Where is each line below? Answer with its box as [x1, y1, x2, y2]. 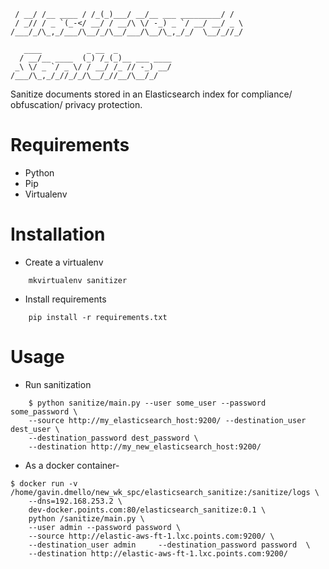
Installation [10, 223, 106, 246]
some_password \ [10, 406, 78, 417]
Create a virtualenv [24, 256, 104, 268]
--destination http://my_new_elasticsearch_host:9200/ [28, 441, 262, 452]
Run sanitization [24, 378, 92, 390]
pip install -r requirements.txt [28, 312, 168, 322]
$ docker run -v [10, 478, 78, 489]
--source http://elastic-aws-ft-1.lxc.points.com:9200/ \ [28, 531, 275, 541]
